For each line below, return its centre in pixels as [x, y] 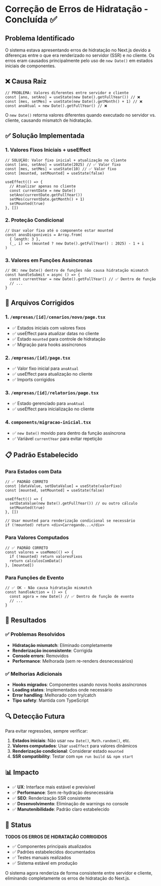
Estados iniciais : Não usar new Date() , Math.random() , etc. [71, 740]
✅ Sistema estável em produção [45, 863]
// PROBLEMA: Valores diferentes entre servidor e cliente [67, 93]
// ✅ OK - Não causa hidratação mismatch [49, 588]
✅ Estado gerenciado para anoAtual [48, 403]
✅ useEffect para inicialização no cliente [53, 409]
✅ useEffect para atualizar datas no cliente [56, 333]
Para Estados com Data [33, 471]
